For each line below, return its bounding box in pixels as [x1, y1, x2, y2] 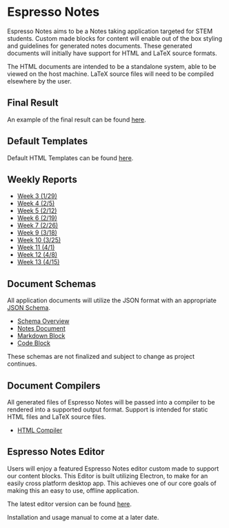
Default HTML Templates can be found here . [7, 153, 134, 162]
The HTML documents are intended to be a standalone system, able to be [7, 62, 217, 70]
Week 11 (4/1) [17, 243, 55, 252]
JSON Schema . [7, 304, 50, 312]
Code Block [17, 339, 50, 347]
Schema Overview [17, 317, 70, 325]
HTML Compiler [17, 426, 63, 434]
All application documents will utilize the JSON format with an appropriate [7, 296, 217, 304]
